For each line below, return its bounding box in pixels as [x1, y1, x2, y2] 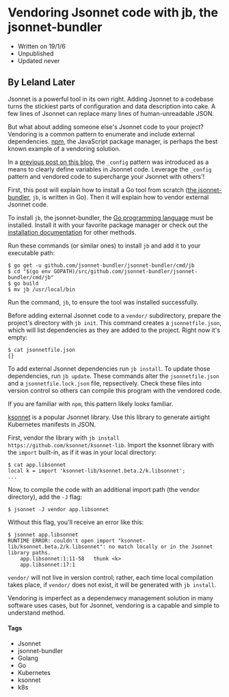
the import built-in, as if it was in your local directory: [8, 448, 157, 456]
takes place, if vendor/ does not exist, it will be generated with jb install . [8, 580, 217, 589]
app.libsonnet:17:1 [20, 561, 76, 568]
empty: [8, 333, 28, 341]
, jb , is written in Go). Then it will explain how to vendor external [29, 193, 209, 201]
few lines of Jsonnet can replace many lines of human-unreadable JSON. [8, 109, 215, 117]
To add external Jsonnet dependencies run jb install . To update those [8, 364, 211, 373]
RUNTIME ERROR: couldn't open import [8, 537, 116, 544]
